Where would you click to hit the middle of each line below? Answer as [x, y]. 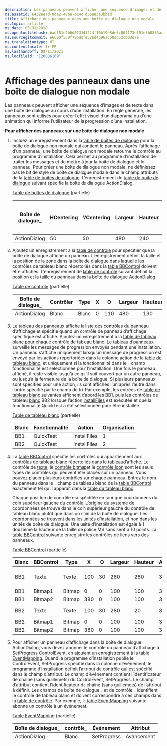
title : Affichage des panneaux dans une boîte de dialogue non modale [80, 19]
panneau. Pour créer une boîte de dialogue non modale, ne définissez [84, 167]
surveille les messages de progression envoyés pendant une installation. [87, 347]
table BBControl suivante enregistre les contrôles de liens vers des [81, 535]
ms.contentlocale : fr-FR [31, 47]
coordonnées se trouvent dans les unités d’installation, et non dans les [84, 519]
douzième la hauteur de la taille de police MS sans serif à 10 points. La [84, 530]
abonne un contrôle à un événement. [50, 706]
